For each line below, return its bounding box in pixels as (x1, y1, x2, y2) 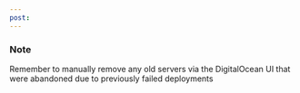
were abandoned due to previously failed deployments (9, 73, 214, 84)
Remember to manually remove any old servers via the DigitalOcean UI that (9, 63, 291, 74)
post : (9, 13, 30, 23)
